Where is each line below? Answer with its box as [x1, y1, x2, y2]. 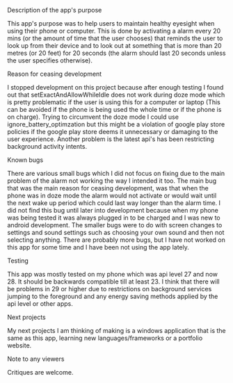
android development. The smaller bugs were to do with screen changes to [7, 221, 223, 229]
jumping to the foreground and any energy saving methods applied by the [7, 292, 218, 300]
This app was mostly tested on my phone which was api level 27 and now [7, 270, 218, 278]
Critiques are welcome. [7, 368, 74, 376]
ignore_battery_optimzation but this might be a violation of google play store [7, 120, 225, 128]
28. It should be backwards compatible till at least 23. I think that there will [7, 277, 220, 286]
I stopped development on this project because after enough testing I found [7, 83, 224, 91]
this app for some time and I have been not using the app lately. [7, 243, 189, 251]
